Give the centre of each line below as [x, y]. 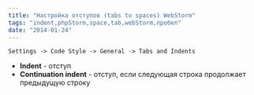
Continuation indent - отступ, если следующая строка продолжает [133, 75]
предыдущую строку [55, 82]
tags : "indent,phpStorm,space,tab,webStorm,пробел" [95, 23]
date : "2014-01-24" [40, 30]
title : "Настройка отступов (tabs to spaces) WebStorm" [102, 15]
